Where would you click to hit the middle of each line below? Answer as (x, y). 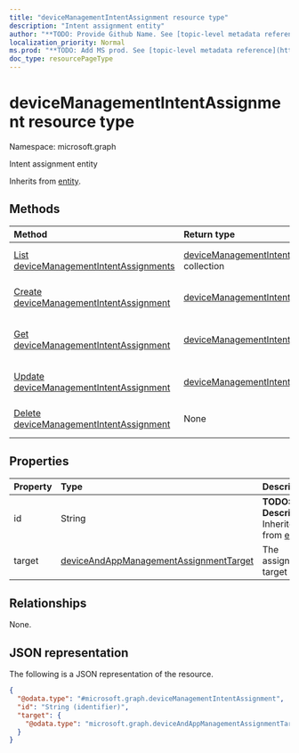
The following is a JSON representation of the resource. (111, 675)
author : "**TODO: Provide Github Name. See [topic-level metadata (135, 34)
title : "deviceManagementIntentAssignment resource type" (119, 17)
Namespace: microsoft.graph (63, 146)
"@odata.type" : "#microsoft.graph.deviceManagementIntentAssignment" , (151, 699)
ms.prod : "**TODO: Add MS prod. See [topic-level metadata (121, 51)
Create (28, 291)
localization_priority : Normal (67, 42)
